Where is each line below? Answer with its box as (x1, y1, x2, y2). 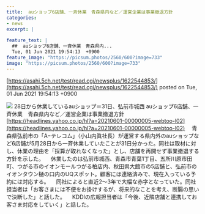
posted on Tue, (158, 83, 198, 90)
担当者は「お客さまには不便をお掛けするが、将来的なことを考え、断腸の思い (6, 185, 199, 193)
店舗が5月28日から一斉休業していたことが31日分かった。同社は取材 (15, 139, 186, 147)
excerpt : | (6, 26, 34, 32)
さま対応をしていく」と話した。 (11, 201, 92, 208)
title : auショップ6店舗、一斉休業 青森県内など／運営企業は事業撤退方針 (6, 9, 173, 15)
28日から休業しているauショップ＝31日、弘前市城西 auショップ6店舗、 (13, 102, 193, 110)
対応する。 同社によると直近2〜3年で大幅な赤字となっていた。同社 (22, 178, 196, 185)
